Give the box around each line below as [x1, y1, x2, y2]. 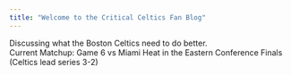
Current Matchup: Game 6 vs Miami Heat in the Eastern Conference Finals [9, 46, 283, 58]
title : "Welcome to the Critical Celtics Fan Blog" [9, 12, 206, 22]
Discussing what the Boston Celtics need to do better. [9, 37, 208, 48]
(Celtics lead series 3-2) [9, 56, 98, 67]
